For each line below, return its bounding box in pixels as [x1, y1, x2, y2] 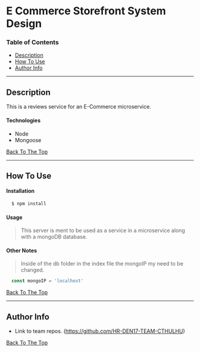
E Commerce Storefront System [6, 4, 167, 18]
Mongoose [14, 136, 42, 144]
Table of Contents [6, 38, 60, 47]
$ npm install [11, 201, 46, 207]
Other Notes [6, 246, 37, 254]
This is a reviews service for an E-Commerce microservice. [6, 103, 152, 110]
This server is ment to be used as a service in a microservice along [20, 227, 186, 234]
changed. [20, 267, 45, 274]
